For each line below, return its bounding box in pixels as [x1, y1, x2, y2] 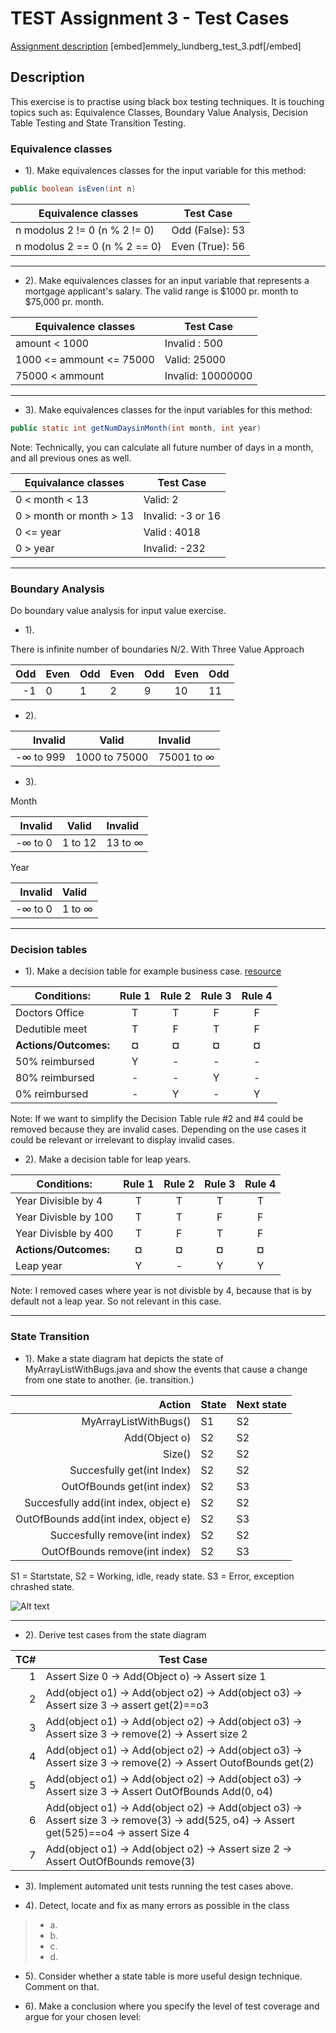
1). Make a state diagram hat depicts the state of [24, 1352, 224, 1364]
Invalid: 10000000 [164, 368, 253, 382]
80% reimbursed [15, 1071, 95, 1085]
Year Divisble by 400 [15, 1227, 114, 1241]
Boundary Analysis [10, 582, 105, 596]
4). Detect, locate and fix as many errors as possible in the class [24, 1899, 290, 1911]
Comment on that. [24, 1980, 100, 1992]
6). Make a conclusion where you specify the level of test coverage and [24, 2000, 320, 2012]
